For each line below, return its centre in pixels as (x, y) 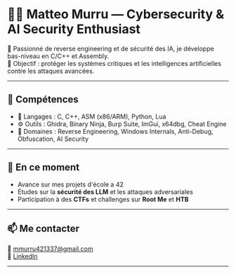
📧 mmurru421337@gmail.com (50, 249)
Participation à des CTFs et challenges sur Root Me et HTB (103, 199)
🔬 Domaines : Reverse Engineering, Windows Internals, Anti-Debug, (115, 131)
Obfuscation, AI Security (53, 139)
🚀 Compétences (43, 100)
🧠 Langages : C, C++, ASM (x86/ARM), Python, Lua (92, 116)
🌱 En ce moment (43, 167)
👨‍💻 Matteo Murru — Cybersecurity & (116, 14)
